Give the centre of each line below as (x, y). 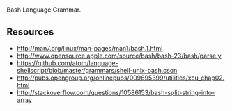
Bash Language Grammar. (44, 10)
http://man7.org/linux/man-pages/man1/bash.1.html (90, 48)
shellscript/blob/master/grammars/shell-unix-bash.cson (97, 70)
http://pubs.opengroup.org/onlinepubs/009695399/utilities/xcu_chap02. (121, 78)
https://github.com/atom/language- (68, 63)
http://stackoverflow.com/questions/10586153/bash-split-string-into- (116, 93)
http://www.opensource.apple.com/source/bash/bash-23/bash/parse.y (119, 55)
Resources (30, 32)
